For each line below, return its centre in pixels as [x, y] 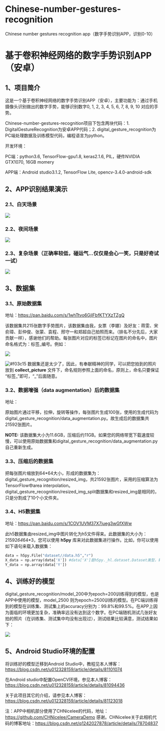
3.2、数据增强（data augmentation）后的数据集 [62, 390]
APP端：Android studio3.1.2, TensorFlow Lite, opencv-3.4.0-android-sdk [78, 172]
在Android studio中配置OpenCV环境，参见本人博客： [59, 680]
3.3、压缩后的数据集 [29, 461]
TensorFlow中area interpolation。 [39, 485]
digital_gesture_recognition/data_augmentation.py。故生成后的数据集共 [77, 418]
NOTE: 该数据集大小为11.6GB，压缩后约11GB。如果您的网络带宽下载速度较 [80, 435]
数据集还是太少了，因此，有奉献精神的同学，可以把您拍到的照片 [92, 364]
